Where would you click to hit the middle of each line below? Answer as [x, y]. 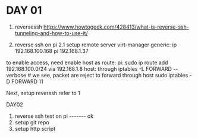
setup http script [35, 128]
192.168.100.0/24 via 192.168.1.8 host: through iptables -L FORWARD [89, 68]
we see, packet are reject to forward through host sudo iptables [110, 75]
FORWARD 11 [27, 81]
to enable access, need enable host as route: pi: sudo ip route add [87, 62]
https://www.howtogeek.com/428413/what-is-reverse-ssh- [116, 27]
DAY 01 [24, 10]
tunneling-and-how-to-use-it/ [51, 33]
